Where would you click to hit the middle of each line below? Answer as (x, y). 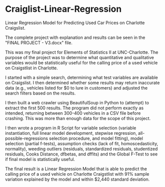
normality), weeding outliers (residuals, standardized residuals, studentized (82, 149)
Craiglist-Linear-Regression (63, 9)
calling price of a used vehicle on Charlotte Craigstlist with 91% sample (77, 174)
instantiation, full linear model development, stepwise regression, (71, 133)
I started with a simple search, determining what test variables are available (82, 77)
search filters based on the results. (40, 93)
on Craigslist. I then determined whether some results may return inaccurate (82, 83)
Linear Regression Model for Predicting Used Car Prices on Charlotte (75, 23)
